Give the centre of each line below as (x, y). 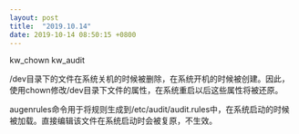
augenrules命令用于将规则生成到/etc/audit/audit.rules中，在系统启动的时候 (149, 110)
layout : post (34, 18)
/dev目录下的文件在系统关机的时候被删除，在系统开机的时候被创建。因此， (149, 79)
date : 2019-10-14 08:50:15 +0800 (73, 34)
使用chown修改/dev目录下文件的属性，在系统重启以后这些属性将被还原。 (146, 91)
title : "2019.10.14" (51, 26)
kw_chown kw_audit (47, 61)
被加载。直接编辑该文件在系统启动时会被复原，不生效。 (113, 121)
